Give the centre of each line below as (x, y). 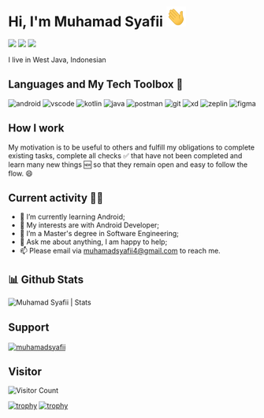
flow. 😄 (20, 173)
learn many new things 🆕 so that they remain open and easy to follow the (128, 165)
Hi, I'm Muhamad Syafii (86, 22)
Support (29, 327)
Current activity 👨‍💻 (56, 198)
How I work (36, 128)
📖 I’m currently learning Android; (72, 217)
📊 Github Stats (46, 279)
